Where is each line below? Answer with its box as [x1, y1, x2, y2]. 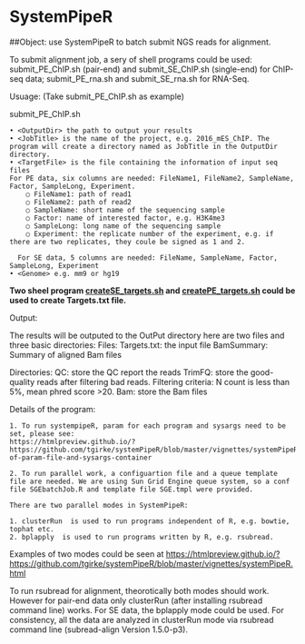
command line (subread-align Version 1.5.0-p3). [9, 624, 189, 635]
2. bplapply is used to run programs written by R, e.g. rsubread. [9, 532, 274, 541]
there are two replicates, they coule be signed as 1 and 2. [9, 237, 246, 246]
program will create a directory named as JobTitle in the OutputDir [9, 142, 279, 151]
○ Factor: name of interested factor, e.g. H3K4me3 [25, 213, 225, 223]
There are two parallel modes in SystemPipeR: [9, 500, 189, 510]
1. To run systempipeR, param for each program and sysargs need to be [9, 421, 286, 431]
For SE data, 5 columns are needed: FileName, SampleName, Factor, [17, 253, 279, 263]
